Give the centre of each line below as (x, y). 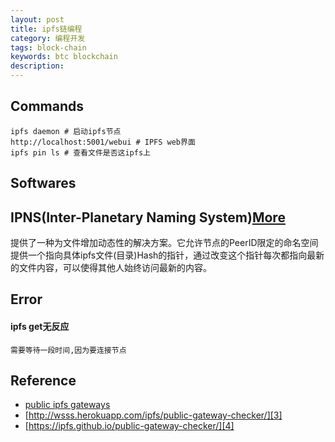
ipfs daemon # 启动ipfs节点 (66, 131)
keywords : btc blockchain (64, 57)
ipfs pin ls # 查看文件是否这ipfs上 (80, 152)
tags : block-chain (48, 47)
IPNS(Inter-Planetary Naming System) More (148, 217)
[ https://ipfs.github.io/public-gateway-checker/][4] (129, 426)
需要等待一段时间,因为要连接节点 (68, 350)
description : (37, 66)
